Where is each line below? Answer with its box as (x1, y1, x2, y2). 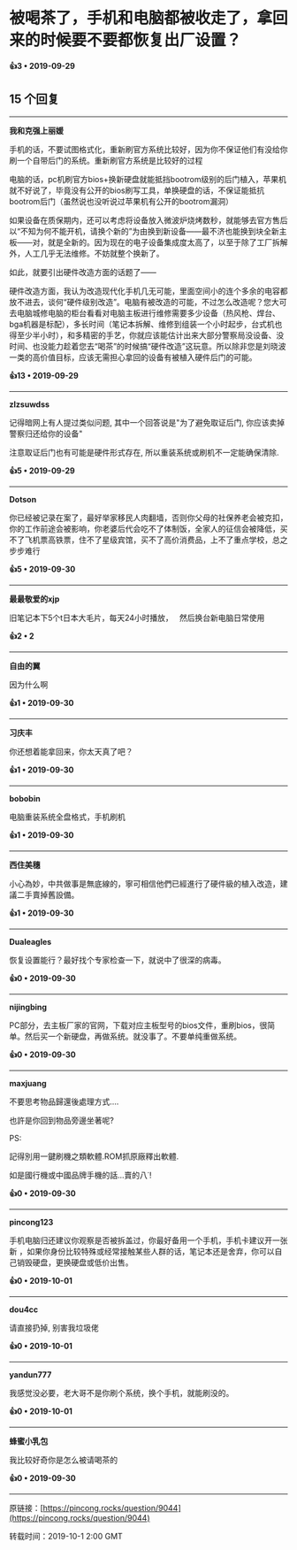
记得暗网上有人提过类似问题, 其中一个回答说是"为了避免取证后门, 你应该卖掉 (9, 417, 286, 427)
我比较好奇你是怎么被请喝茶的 (9, 1454, 118, 1465)
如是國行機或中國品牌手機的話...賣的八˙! (9, 1170, 152, 1180)
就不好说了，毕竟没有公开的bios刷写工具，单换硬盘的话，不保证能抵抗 (9, 185, 265, 196)
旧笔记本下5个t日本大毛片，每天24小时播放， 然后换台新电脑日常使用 (9, 612, 265, 623)
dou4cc (9, 1304, 39, 1315)
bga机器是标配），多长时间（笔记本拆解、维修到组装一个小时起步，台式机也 (9, 318, 283, 329)
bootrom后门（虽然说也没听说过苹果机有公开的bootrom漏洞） (9, 196, 234, 206)
